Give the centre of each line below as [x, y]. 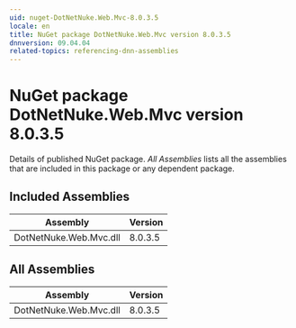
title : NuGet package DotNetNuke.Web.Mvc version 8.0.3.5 [120, 34]
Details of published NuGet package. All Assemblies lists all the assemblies [148, 159]
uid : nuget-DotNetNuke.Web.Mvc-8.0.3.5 [84, 18]
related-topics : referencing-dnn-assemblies [94, 51]
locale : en [30, 26]
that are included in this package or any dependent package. [122, 169]
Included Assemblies [70, 197]
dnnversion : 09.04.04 [50, 43]
